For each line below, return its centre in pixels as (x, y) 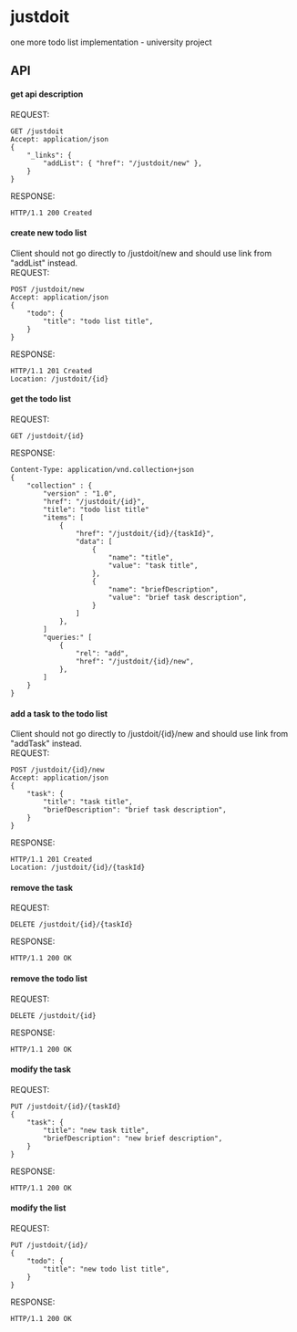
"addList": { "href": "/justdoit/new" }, (123, 163)
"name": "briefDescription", (164, 589)
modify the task (41, 1069)
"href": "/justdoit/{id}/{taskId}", (145, 533)
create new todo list (49, 233)
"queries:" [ (68, 637)
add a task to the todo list (59, 713)
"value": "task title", (153, 565)
